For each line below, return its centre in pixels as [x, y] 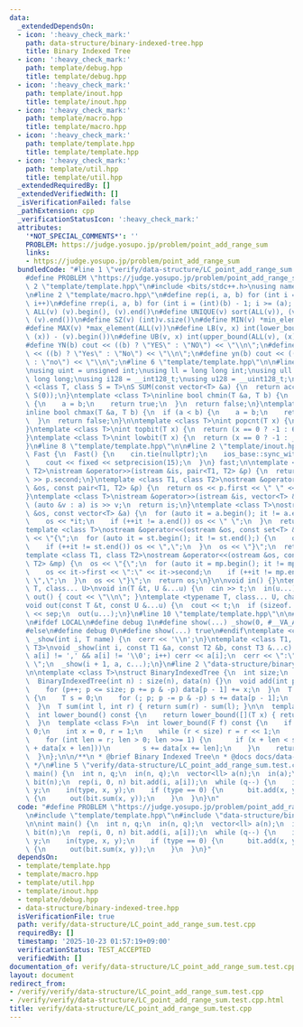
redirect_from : [38, 984]
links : [38, 253]
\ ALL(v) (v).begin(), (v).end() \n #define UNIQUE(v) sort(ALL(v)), [155, 312]
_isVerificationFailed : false [74, 203]
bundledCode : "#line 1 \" [66, 270]
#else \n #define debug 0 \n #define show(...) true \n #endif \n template [155, 630]
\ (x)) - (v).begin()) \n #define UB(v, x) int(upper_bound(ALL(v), [153, 337]
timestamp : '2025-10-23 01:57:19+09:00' [94, 942]
